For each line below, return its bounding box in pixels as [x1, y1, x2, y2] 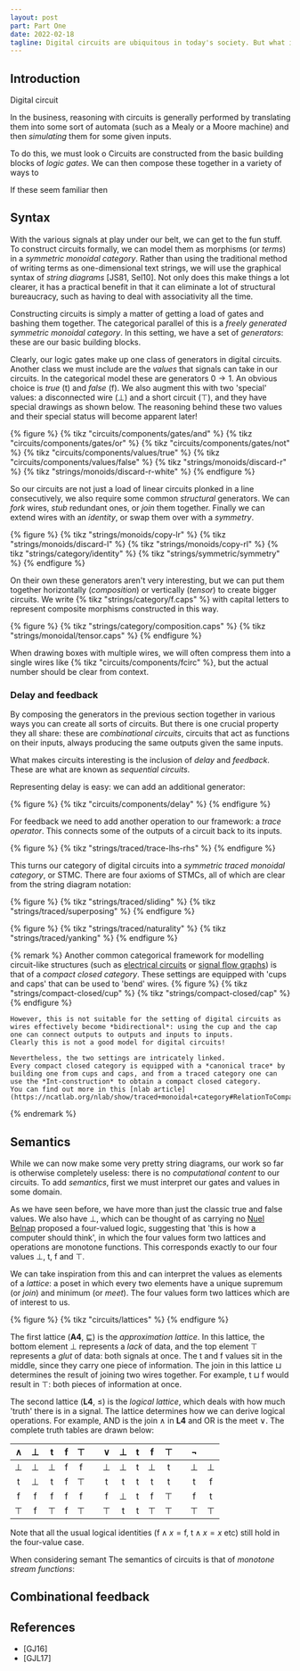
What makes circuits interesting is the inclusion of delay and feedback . [10, 755, 271, 766]
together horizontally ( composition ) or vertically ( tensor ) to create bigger [10, 584, 277, 594]
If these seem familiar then [10, 185, 108, 195]
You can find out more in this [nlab [10, 1085, 150, 1094]
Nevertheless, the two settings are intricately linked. [10, 1054, 226, 1063]
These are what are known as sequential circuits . [10, 764, 191, 775]
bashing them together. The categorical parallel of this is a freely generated [10, 318, 288, 328]
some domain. [10, 1186, 62, 1197]
